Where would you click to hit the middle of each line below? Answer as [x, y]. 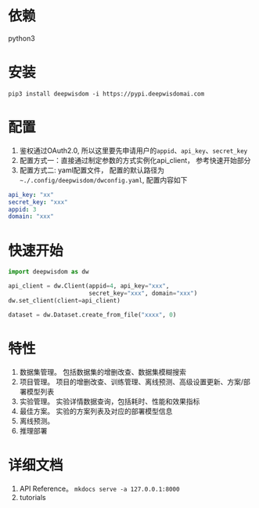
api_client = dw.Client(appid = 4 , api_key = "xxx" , [89, 286]
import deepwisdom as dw [49, 272]
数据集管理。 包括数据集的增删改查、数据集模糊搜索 [103, 372]
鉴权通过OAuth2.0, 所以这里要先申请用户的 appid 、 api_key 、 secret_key [133, 151]
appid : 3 [22, 209]
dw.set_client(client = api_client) [65, 300]
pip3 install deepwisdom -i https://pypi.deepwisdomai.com [106, 94]
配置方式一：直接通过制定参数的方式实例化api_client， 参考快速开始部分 [135, 160]
